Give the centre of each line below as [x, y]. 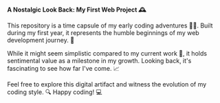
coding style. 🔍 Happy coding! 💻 [55, 92]
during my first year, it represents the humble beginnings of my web [103, 33]
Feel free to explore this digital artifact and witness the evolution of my [107, 84]
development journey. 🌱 [41, 40]
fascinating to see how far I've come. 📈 [64, 68]
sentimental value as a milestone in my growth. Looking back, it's [99, 61]
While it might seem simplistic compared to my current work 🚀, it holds [107, 53]
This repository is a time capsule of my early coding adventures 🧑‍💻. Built [110, 25]
